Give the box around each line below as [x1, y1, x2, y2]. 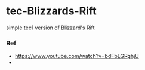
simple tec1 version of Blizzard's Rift [6, 24, 95, 31]
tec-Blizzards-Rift [6, 4, 97, 18]
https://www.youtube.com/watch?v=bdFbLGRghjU [14, 53, 139, 60]
